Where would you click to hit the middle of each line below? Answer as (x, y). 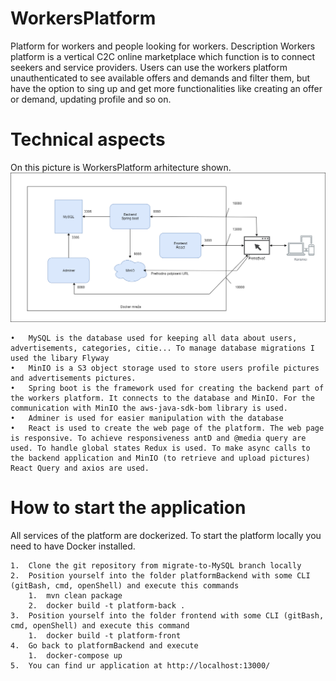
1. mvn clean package (75, 595)
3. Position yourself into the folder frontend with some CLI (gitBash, (167, 615)
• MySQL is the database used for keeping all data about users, (154, 338)
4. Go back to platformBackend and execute (104, 645)
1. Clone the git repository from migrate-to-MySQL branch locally (156, 565)
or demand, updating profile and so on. (91, 99)
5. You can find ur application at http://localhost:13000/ (140, 665)
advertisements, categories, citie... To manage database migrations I (162, 348)
